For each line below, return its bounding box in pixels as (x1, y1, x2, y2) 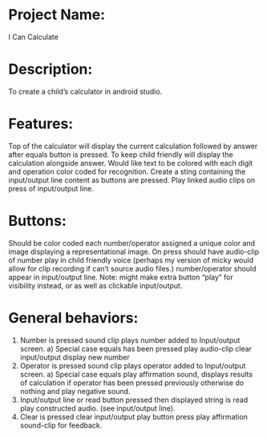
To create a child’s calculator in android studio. (8, 86, 163, 96)
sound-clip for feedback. (19, 420, 103, 430)
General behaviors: (8, 308, 139, 327)
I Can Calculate (8, 32, 59, 42)
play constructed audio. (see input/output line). (19, 403, 176, 413)
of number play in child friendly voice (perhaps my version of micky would (8, 255, 254, 265)
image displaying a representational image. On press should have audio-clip (8, 247, 259, 256)
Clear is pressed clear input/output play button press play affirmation (19, 412, 249, 421)
